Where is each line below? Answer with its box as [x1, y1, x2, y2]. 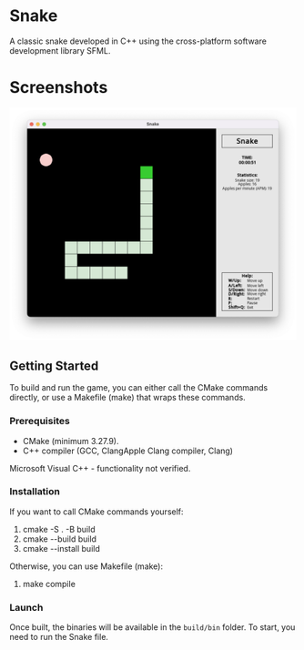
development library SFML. [9, 45, 111, 56]
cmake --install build [22, 543, 100, 554]
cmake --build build [22, 533, 97, 544]
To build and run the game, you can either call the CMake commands [9, 382, 269, 393]
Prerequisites [9, 415, 70, 428]
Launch [9, 601, 44, 614]
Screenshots [9, 77, 108, 98]
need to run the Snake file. [9, 632, 109, 643]
